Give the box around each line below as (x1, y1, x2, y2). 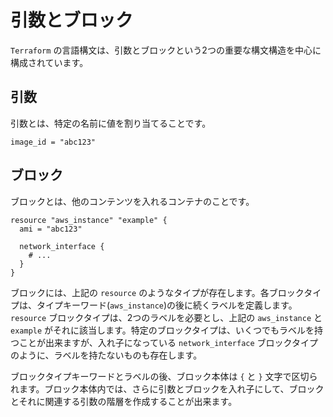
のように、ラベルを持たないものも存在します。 (10, 349, 203, 361)
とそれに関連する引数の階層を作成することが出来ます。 (10, 395, 238, 407)
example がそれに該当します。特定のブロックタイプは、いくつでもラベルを (10, 324, 315, 336)
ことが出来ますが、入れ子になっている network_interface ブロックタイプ (18, 336, 319, 348)
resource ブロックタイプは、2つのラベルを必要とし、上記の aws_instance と (10, 311, 323, 323)
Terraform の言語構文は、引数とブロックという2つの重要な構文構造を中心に (10, 44, 322, 56)
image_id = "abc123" (10, 137, 97, 147)
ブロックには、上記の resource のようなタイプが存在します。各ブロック (10, 286, 305, 298)
